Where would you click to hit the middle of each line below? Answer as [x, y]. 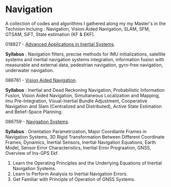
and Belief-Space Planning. [34, 112]
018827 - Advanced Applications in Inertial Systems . [60, 44]
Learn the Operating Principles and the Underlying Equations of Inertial [87, 163]
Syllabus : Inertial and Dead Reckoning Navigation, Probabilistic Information [85, 90]
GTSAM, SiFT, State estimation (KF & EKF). [50, 34]
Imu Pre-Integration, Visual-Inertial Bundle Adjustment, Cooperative [76, 101]
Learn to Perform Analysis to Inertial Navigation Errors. [70, 174]
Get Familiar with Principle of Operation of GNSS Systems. [74, 179]
